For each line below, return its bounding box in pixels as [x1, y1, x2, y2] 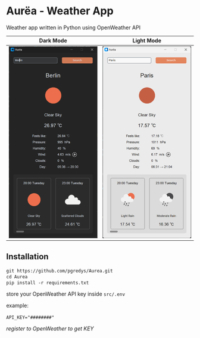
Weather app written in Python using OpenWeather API [6, 24, 141, 31]
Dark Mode [39, 37, 67, 44]
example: [6, 302, 29, 309]
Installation [6, 252, 49, 262]
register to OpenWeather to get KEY [6, 325, 94, 332]
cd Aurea [6, 274, 28, 280]
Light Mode [132, 37, 162, 44]
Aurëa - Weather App [6, 4, 114, 18]
